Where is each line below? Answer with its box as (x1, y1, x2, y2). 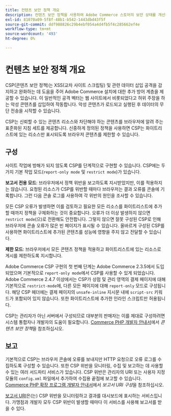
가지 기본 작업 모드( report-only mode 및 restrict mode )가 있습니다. (5, 168, 141, 174)
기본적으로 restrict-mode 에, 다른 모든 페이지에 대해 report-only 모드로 (5, 282, 149, 289)
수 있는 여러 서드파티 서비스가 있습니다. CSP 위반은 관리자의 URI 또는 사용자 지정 (5, 369, 165, 375)
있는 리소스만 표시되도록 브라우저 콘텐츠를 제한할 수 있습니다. (18, 131, 140, 137)
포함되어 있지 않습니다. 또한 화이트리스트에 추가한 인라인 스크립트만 (14, 295, 148, 301)
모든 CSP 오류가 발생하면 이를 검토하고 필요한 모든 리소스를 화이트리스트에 (5, 203, 153, 209)
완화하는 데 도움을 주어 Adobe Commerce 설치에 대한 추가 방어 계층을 (18, 88, 159, 95)
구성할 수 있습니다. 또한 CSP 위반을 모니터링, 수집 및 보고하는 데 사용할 (22, 363, 163, 369)
